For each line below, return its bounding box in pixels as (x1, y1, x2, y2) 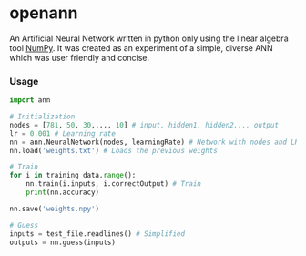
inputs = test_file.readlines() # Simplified (9, 229, 185, 239)
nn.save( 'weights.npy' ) (9, 204, 100, 213)
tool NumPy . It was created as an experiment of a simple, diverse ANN (9, 42, 273, 53)
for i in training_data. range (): (9, 171, 137, 180)
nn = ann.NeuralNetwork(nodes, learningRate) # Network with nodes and (9, 138, 287, 147)
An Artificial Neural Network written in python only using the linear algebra (9, 33, 289, 44)
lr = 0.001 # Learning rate (9, 128, 117, 138)
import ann (9, 96, 51, 105)
